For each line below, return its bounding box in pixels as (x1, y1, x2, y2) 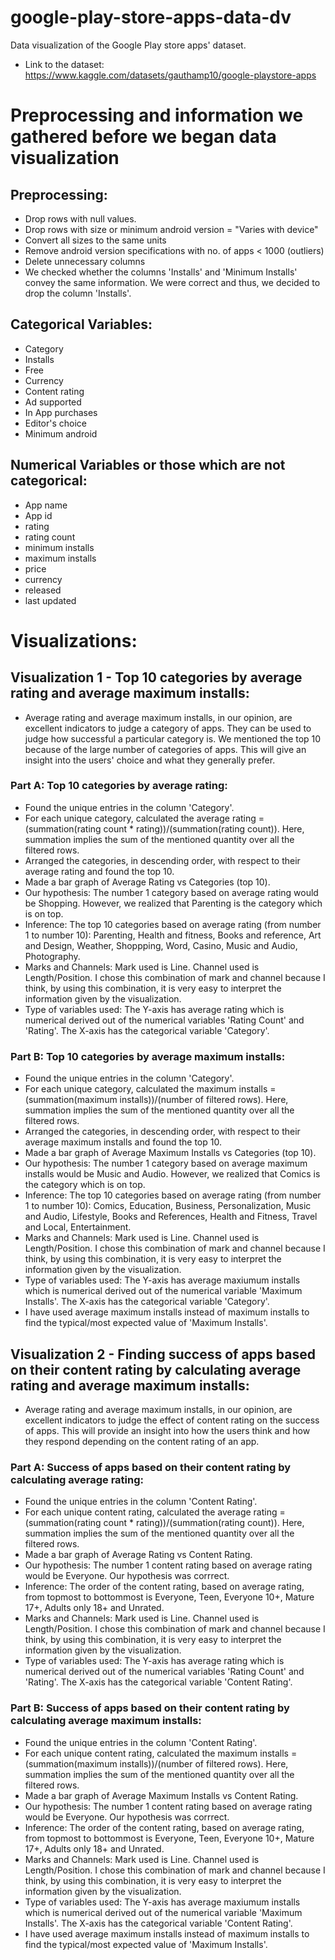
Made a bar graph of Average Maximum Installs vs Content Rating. (24, 1789, 299, 1801)
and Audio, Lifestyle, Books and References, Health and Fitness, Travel (24, 1211, 318, 1223)
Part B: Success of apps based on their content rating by (10, 1701, 290, 1715)
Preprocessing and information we (10, 104, 304, 127)
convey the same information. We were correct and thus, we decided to (24, 276, 321, 288)
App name (24, 499, 68, 511)
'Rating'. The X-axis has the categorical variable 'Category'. (24, 1024, 270, 1036)
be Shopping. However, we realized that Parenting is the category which (24, 897, 323, 909)
